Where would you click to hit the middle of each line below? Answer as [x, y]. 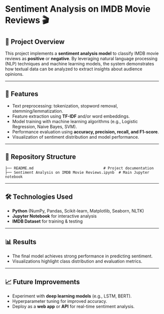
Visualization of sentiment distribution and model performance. [75, 137]
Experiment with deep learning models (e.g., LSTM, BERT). [72, 296]
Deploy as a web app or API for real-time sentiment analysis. [73, 307]
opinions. [14, 74]
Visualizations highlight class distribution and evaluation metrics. [77, 261]
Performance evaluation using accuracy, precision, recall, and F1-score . [85, 132]
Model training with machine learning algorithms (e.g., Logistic [75, 121]
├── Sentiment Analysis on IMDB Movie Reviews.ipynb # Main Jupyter [77, 172]
